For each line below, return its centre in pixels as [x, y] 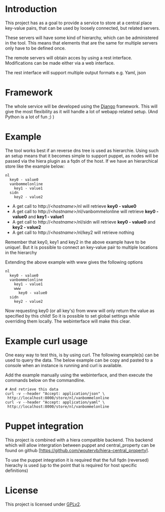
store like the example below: [35, 166]
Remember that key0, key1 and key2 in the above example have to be [76, 242]
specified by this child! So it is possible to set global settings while [72, 316]
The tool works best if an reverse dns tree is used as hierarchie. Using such [82, 150]
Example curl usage [46, 341]
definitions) [17, 470]
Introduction [31, 9]
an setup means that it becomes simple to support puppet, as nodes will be [82, 156]
